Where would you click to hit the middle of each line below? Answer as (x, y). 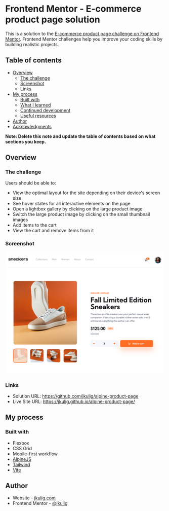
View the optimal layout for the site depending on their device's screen (86, 193)
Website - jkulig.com (34, 498)
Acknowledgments (32, 126)
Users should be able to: (31, 183)
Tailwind (21, 464)
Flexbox (21, 443)
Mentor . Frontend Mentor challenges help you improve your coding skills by (84, 39)
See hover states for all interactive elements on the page (71, 204)
